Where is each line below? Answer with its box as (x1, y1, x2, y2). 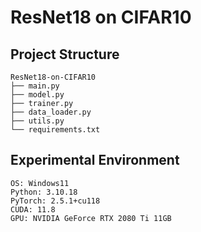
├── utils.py (10, 116, 65, 126)
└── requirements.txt (10, 125, 101, 135)
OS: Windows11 (10, 178, 70, 188)
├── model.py (10, 90, 65, 100)
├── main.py (10, 81, 60, 91)
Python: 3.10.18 (10, 187, 78, 197)
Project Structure (10, 46, 120, 63)
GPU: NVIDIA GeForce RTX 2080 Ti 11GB (10, 213, 172, 223)
